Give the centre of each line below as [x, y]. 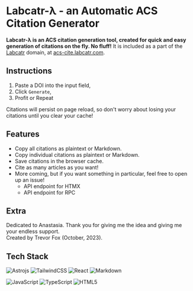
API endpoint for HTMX [52, 186]
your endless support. [33, 231]
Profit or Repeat [34, 98]
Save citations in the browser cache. [59, 161]
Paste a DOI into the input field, [52, 85]
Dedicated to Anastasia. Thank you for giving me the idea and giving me [94, 225]
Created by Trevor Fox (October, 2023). [54, 238]
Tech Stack [27, 256]
